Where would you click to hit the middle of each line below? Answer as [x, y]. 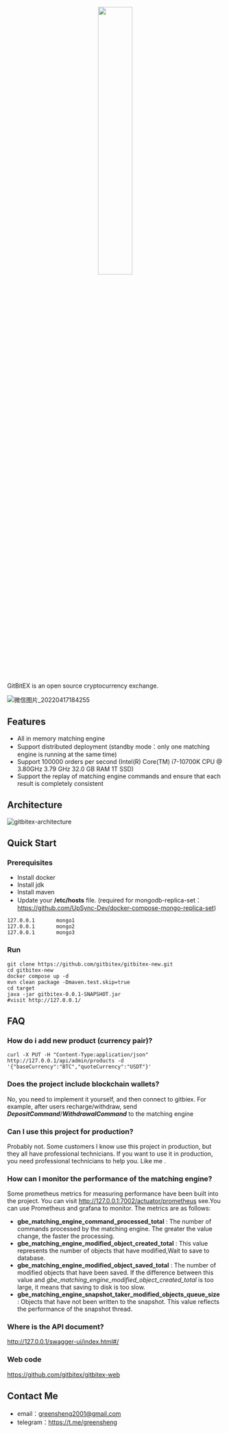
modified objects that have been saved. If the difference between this [115, 1272]
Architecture [35, 805]
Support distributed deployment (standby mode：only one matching [113, 746]
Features [26, 722]
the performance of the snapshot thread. [74, 1309]
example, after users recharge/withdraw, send [72, 1106]
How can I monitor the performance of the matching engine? [110, 1178]
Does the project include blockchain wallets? [83, 1084]
